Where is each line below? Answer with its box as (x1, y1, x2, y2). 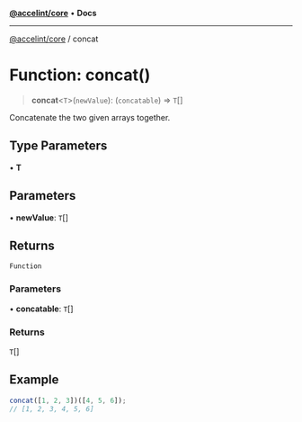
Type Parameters (9, 139, 108, 154)
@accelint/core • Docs (9, 8, 97, 18)
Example (9, 373, 59, 388)
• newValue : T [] (9, 211, 69, 223)
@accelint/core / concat (9, 33, 99, 44)
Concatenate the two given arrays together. (9, 112, 171, 122)
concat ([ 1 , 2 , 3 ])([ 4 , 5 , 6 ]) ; (9, 396, 127, 405)
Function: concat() (9, 65, 151, 85)
